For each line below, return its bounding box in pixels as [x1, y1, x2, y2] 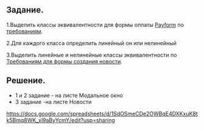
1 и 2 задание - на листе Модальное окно [15, 92, 123, 99]
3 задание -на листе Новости [15, 98, 92, 106]
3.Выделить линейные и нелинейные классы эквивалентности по [6, 51, 177, 59]
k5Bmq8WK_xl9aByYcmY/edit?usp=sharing [6, 116, 116, 124]
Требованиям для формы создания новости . [6, 57, 123, 65]
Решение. [6, 76, 46, 86]
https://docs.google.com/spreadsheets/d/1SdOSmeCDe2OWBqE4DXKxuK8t [6, 110, 198, 117]
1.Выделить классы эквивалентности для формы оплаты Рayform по [6, 21, 185, 28]
